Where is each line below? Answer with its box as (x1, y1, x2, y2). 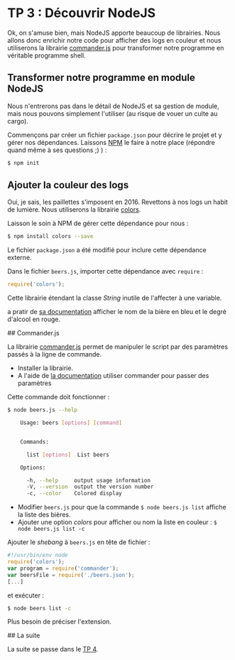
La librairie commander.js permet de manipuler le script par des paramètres (7, 342, 229, 351)
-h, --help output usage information (26, 477, 151, 484)
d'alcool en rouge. (7, 315, 60, 324)
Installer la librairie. (17, 364, 73, 372)
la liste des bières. (17, 510, 71, 519)
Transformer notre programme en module (7, 72, 195, 84)
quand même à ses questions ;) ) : (7, 146, 107, 154)
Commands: (20, 438, 50, 445)
